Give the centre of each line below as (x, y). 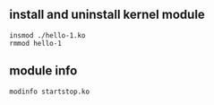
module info (43, 71)
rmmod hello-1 (36, 43)
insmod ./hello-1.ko (48, 35)
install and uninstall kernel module (107, 15)
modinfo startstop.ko (50, 92)
